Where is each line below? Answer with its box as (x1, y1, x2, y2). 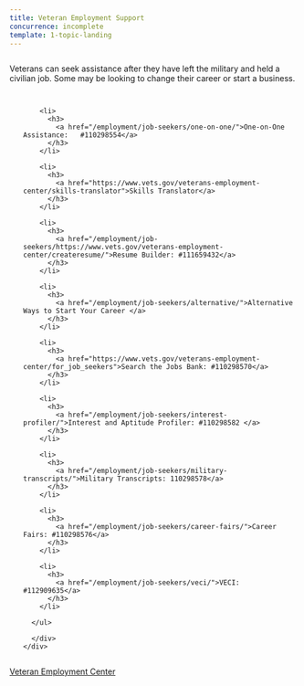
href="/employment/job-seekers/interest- (68, 410, 228, 420)
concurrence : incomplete (9, 22, 104, 31)
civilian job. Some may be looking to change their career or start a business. (9, 73, 296, 84)
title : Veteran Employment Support (9, 13, 145, 23)
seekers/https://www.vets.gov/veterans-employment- (22, 243, 224, 252)
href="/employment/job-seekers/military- (68, 467, 228, 476)
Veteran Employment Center (9, 666, 116, 677)
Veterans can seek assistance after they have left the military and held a (9, 63, 280, 74)
